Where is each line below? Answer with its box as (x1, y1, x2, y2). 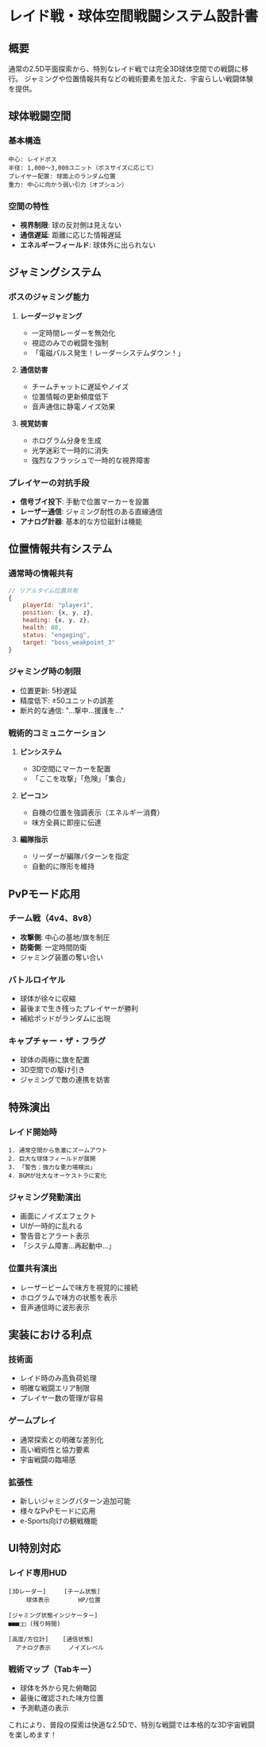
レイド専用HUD (8, 1567, 67, 1578)
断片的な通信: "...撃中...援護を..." (19, 705, 125, 715)
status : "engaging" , (22, 630, 91, 639)
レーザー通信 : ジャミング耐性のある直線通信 (19, 506, 163, 516)
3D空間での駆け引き (19, 1065, 86, 1074)
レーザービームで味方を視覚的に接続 (19, 1282, 139, 1292)
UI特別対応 (8, 1542, 61, 1555)
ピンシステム (19, 747, 62, 757)
